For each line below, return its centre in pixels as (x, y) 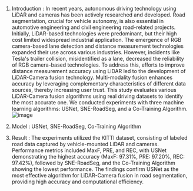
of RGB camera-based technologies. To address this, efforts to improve (98, 65)
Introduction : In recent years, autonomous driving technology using (94, 9)
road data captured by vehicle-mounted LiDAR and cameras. (85, 144)
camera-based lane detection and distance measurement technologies (98, 46)
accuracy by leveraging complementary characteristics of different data (99, 84)
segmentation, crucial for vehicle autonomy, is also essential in (87, 21)
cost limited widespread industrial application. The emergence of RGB (96, 40)
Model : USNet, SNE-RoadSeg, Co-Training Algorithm (76, 126)
